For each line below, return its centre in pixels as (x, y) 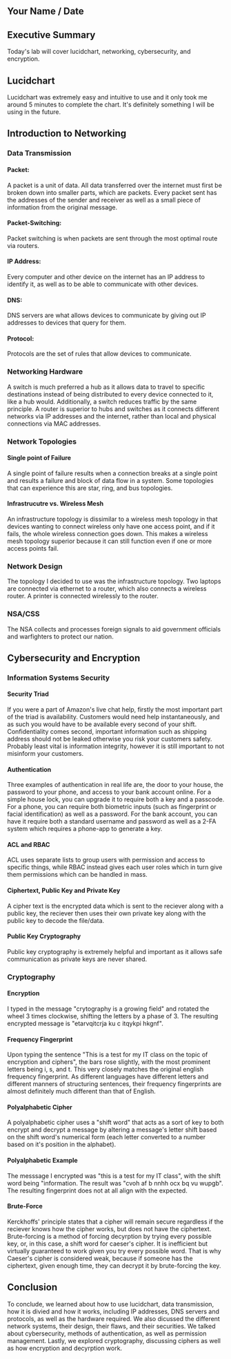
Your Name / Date (46, 11)
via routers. (23, 245)
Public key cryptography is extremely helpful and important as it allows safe (115, 951)
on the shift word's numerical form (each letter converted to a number (107, 1137)
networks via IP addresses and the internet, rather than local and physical (112, 416)
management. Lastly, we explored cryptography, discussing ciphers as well (114, 1340)
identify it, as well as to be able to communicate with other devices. (103, 284)
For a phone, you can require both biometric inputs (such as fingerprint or (112, 807)
